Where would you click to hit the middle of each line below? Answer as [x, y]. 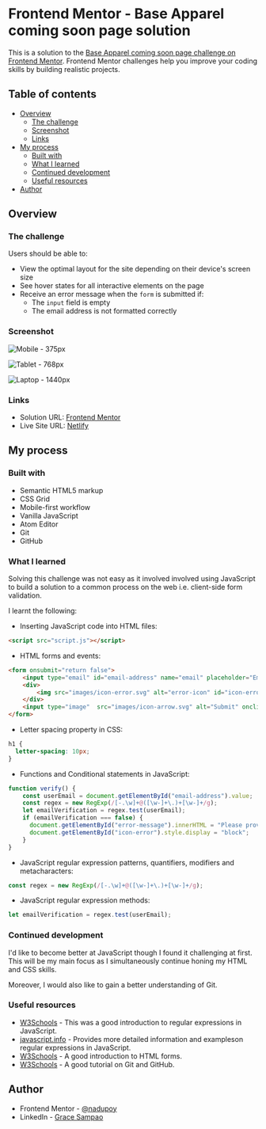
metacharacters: [46, 871]
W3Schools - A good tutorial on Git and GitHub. [97, 1064]
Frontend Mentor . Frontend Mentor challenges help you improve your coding [133, 61]
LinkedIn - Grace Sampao [61, 1116]
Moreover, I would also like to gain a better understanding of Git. [113, 985]
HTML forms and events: [60, 656]
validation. [25, 595]
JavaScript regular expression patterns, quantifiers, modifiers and [127, 862]
